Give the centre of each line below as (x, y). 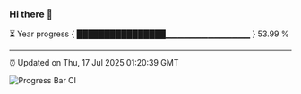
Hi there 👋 (31, 14)
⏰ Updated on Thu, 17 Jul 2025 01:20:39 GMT (94, 63)
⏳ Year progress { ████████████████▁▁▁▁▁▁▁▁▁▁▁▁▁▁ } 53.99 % (149, 34)
